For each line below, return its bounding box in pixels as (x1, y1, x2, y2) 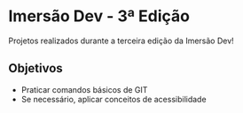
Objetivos (8, 61, 63, 76)
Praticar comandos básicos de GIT (20, 84, 148, 94)
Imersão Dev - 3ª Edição (8, 6, 190, 26)
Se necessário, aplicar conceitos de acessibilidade (20, 94, 207, 104)
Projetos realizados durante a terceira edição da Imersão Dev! (8, 35, 234, 46)
